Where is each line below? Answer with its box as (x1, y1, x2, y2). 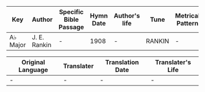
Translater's (154, 58, 191, 66)
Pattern (176, 19, 199, 27)
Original (21, 58, 46, 66)
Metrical (174, 11, 200, 20)
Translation (105, 58, 139, 66)
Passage (59, 23, 84, 31)
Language (18, 66, 49, 74)
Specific (59, 8, 84, 16)
